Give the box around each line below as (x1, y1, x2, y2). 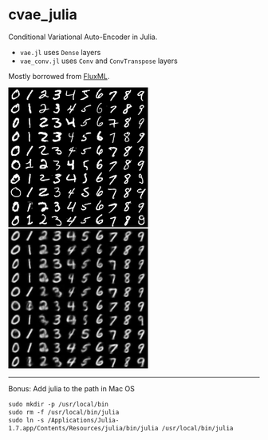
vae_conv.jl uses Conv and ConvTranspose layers (19, 56, 178, 65)
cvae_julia (8, 6, 77, 24)
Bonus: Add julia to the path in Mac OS (8, 383, 136, 393)
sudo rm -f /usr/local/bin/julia (8, 408, 120, 416)
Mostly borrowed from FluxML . (8, 71, 110, 81)
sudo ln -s (8, 416, 45, 424)
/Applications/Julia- (47, 416, 120, 424)
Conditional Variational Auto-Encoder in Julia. (8, 32, 158, 42)
